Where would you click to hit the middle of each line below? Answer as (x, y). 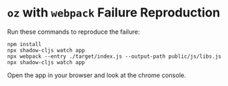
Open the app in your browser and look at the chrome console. (97, 75)
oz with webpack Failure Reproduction (114, 13)
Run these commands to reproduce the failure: (73, 32)
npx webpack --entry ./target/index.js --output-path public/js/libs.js (114, 56)
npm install (24, 44)
